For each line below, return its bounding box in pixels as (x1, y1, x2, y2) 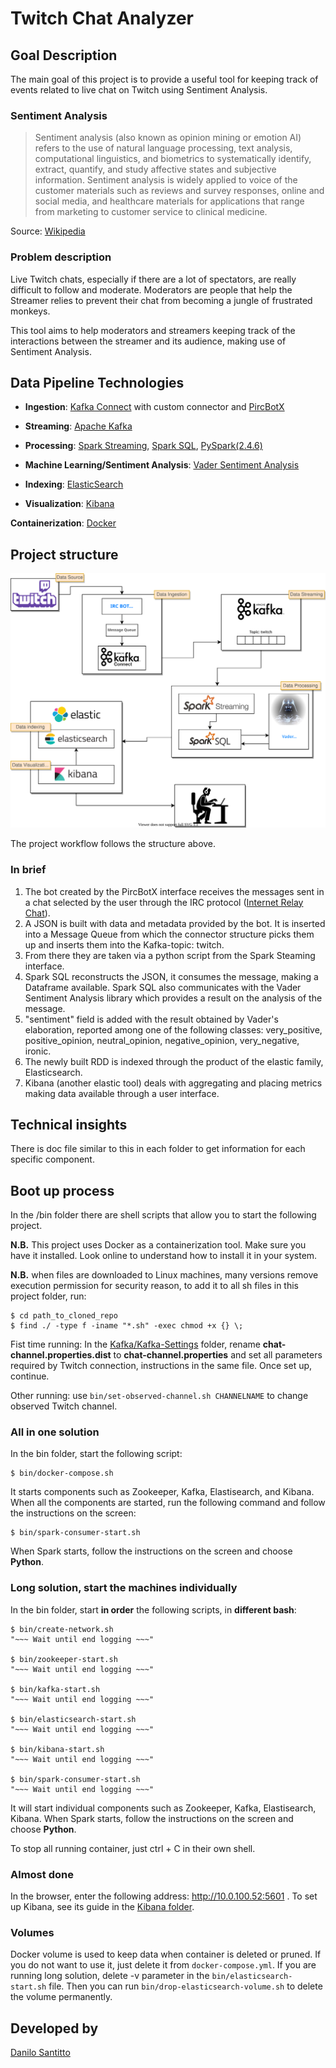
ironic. (24, 1045, 52, 1057)
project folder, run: (10, 1290, 87, 1302)
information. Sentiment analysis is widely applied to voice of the (34, 174, 298, 186)
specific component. (10, 1153, 95, 1166)
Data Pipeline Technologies (10, 374, 185, 391)
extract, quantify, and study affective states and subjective (34, 163, 277, 176)
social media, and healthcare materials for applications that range (34, 195, 305, 207)
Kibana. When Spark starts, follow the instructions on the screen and (10, 1812, 294, 1824)
